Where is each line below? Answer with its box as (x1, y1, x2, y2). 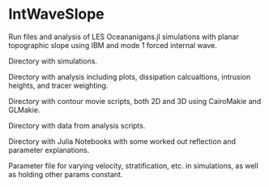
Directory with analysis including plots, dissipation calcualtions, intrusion (8, 72, 251, 81)
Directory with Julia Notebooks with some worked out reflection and (8, 136, 237, 146)
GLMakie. (8, 105, 41, 115)
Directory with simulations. (8, 56, 98, 66)
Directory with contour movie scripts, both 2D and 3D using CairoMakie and (8, 96, 262, 106)
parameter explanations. (8, 145, 90, 154)
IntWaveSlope (8, 5, 105, 24)
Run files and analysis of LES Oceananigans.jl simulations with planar (8, 32, 239, 41)
